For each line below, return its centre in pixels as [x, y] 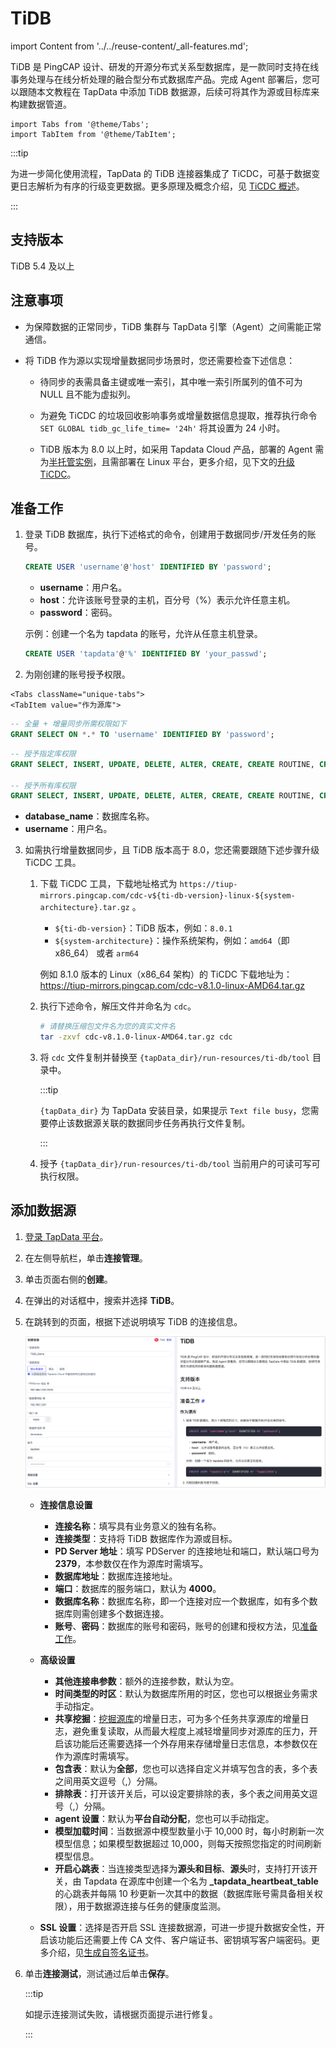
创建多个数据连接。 [129, 1614]
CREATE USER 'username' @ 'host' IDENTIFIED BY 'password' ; [148, 567]
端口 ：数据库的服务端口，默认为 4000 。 [138, 1589]
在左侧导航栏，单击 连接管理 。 [86, 1258]
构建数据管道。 [41, 104]
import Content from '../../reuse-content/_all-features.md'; [129, 46]
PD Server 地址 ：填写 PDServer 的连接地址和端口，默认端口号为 [187, 1551]
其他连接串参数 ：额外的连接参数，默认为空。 [147, 1681]
